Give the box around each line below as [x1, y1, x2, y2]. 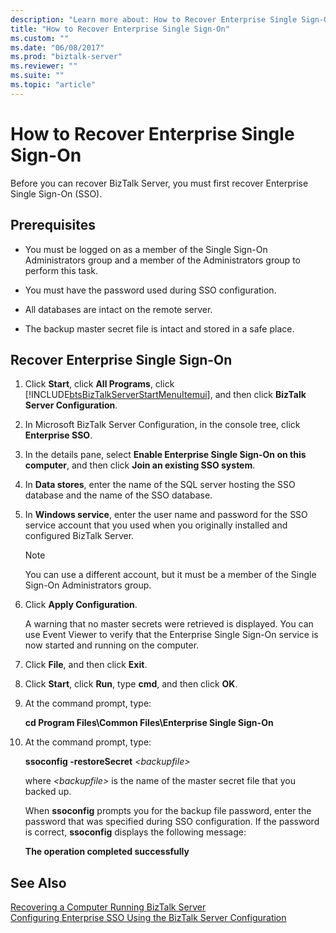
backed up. [24, 786, 72, 798]
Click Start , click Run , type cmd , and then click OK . [24, 678, 238, 690]
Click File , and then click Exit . [24, 659, 148, 671]
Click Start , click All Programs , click [24, 378, 175, 390]
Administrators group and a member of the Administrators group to [24, 254, 301, 266]
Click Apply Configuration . [24, 599, 138, 611]
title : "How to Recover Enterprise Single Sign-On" [10, 24, 230, 34]
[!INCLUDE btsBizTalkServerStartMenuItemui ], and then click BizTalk [24, 389, 307, 401]
